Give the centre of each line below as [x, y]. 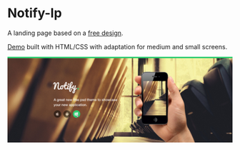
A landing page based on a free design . [65, 33]
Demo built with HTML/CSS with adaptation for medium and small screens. [117, 46]
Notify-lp [35, 13]
